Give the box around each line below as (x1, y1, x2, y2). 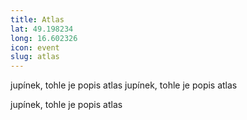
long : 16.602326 (10, 33, 78, 43)
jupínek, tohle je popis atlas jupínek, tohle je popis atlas (10, 79, 238, 91)
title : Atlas (10, 14, 65, 25)
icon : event (10, 42, 60, 53)
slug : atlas (10, 52, 60, 62)
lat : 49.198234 (10, 24, 74, 34)
